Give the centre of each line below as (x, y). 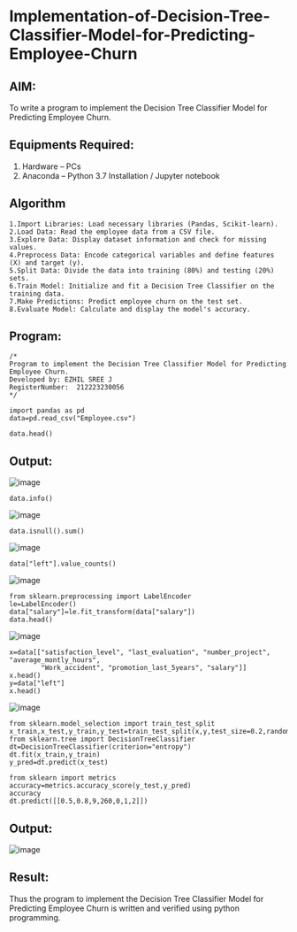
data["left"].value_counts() (63, 564)
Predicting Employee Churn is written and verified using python (125, 908)
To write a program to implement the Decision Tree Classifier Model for (138, 108)
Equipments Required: (72, 145)
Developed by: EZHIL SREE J (61, 380)
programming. (35, 917)
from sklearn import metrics (63, 778)
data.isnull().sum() (47, 531)
